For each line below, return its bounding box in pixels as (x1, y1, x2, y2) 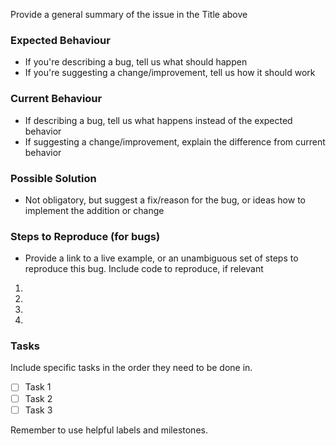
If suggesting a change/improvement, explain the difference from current (24, 135, 326, 148)
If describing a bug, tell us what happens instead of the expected (24, 114, 293, 126)
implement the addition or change (24, 204, 165, 216)
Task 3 (24, 404, 53, 416)
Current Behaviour (10, 92, 103, 106)
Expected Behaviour (10, 33, 111, 47)
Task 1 (24, 381, 52, 393)
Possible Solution (10, 171, 97, 185)
